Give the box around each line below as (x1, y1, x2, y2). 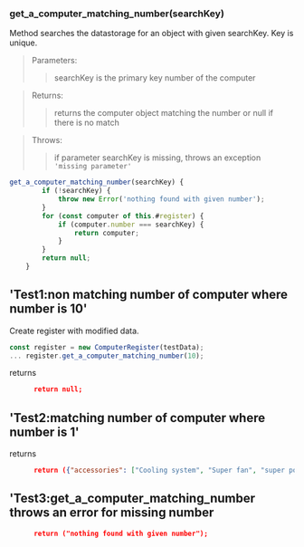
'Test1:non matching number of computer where (9, 287, 288, 302)
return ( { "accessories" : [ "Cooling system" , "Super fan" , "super (33, 465, 285, 475)
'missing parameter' (53, 162, 132, 171)
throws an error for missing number (9, 505, 214, 521)
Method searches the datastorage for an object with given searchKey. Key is (9, 28, 294, 39)
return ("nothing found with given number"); (33, 529, 208, 538)
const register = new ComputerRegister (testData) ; (9, 342, 204, 351)
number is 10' (9, 302, 88, 317)
